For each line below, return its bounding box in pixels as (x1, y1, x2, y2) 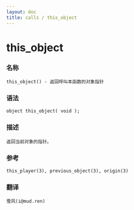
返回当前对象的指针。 (6, 138, 52, 144)
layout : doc (6, 8, 36, 15)
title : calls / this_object (6, 15, 78, 21)
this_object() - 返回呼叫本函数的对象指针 (6, 78, 104, 85)
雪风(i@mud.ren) (6, 198, 45, 205)
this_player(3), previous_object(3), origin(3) (6, 168, 129, 174)
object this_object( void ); (6, 108, 80, 114)
